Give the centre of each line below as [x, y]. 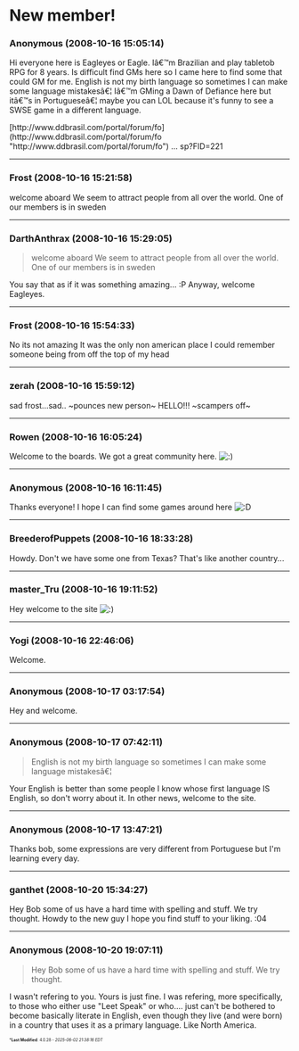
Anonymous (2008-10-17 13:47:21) [86, 829]
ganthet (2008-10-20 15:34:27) [79, 890]
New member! [63, 16]
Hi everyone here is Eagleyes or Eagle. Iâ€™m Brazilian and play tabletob [142, 62]
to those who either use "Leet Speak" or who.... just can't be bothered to [142, 1005]
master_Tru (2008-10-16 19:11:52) [84, 590]
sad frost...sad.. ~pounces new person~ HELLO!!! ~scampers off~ [130, 405]
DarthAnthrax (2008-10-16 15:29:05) [91, 238]
